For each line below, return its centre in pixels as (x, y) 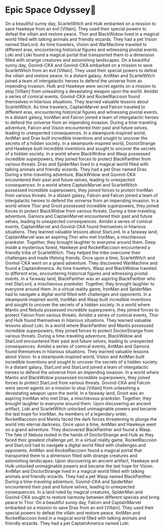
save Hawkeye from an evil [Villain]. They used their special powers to (76, 28)
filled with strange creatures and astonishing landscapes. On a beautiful (78, 60)
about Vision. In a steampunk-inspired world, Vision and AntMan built (75, 357)
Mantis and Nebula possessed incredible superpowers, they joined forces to (82, 310)
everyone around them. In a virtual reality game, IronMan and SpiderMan (78, 289)
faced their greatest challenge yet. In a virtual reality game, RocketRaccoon (81, 440)
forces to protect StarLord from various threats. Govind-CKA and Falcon (78, 383)
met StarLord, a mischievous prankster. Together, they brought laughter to (80, 284)
